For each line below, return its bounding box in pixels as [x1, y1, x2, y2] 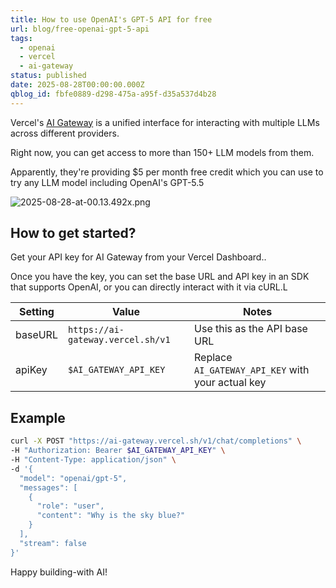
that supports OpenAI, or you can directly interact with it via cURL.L [10, 281, 288, 293]
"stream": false [19, 538, 87, 548]
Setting [19, 305, 55, 319]
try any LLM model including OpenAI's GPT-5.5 [10, 176, 205, 188]
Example [10, 409, 66, 426]
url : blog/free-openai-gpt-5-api [10, 24, 150, 34]
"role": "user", [36, 501, 105, 511]
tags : [10, 33, 33, 43]
